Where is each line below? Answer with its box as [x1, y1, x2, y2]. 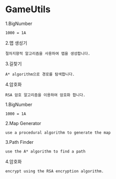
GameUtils [5, 4, 51, 15]
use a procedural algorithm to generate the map [5, 130, 111, 135]
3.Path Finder [5, 139, 34, 145]
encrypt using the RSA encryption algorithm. [5, 168, 104, 174]
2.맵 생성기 [5, 40, 28, 46]
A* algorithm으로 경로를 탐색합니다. [5, 71, 75, 77]
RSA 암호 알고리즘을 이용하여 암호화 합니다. [5, 92, 86, 97]
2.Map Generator [5, 120, 41, 126]
